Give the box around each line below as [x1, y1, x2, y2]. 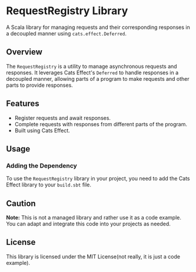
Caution [6, 198, 36, 208]
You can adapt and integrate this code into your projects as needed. [6, 220, 171, 228]
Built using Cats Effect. [14, 127, 71, 134]
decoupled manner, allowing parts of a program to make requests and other [6, 75, 190, 82]
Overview [6, 47, 43, 57]
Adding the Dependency [6, 161, 78, 169]
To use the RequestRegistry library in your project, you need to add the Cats [6, 175, 190, 182]
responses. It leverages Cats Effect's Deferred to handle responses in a [6, 69, 179, 76]
